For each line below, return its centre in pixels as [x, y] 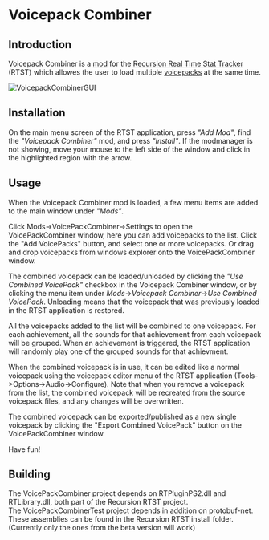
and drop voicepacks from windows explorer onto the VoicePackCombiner [132, 252]
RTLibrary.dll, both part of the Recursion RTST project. [98, 502]
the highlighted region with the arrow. [70, 157]
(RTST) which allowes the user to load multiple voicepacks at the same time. [134, 72]
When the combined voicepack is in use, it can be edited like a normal [124, 367]
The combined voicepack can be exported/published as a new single [122, 416]
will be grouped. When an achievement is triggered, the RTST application [129, 343]
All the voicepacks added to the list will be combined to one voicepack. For [132, 326]
